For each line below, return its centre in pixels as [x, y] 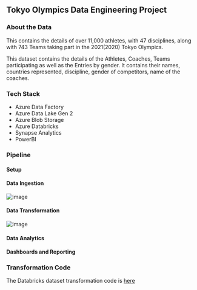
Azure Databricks [37, 126]
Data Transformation [33, 211]
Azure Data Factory [39, 107]
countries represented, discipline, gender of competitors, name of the [93, 72]
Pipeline [18, 155]
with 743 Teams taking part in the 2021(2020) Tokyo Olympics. [85, 47]
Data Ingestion [25, 183]
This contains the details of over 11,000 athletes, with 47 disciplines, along [99, 40]
